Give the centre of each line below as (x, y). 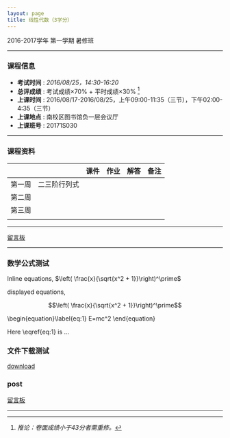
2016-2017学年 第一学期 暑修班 (51, 40)
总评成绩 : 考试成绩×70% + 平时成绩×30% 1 (78, 91)
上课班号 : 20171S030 (47, 126)
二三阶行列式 (59, 184)
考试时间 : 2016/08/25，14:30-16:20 (68, 82)
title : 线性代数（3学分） (40, 20)
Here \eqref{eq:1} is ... (38, 332)
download (21, 366)
